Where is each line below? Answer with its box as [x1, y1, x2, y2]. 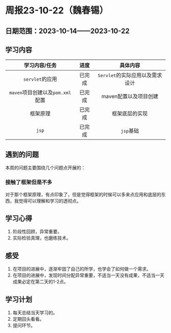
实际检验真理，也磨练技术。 [12, 235, 71, 241]
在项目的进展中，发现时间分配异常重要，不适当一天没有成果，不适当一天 [12, 272, 164, 278]
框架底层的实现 [111, 110, 148, 117]
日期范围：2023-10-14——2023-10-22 [5, 27, 130, 35]
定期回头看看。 [12, 316, 44, 322]
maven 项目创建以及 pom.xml [9, 89, 71, 96]
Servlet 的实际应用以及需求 [97, 72, 162, 79]
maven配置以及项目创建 [101, 93, 159, 100]
